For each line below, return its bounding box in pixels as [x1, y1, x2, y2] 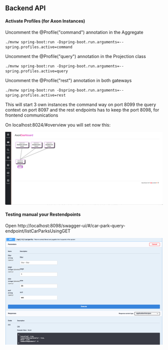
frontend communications [5, 112, 58, 118]
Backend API [5, 4, 46, 13]
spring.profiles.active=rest [5, 93, 66, 98]
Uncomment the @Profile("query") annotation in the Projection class [5, 53, 146, 59]
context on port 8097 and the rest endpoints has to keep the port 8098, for [5, 107, 159, 113]
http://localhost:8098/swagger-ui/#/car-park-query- [17, 223, 126, 229]
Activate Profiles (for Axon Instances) [5, 18, 85, 24]
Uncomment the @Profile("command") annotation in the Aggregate [5, 29, 143, 35]
